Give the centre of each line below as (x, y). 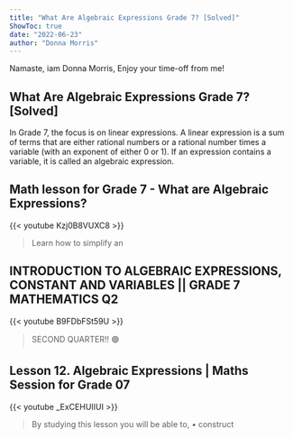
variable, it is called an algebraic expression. (92, 161)
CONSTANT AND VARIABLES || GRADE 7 (125, 285)
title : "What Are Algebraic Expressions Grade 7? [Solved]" (125, 18)
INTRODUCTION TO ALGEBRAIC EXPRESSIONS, (146, 271)
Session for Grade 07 (70, 385)
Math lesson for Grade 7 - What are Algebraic (139, 190)
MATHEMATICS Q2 (64, 300)
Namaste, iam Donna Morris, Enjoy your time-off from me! (117, 68)
